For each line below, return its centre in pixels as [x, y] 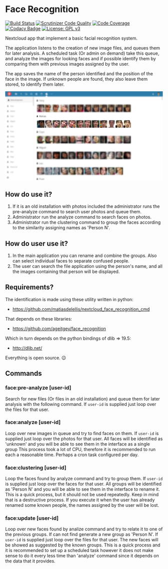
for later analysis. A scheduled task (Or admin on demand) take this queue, [82, 53]
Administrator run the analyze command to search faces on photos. [82, 217]
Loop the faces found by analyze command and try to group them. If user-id [84, 479]
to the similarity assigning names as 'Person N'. [61, 228]
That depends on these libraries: [39, 319]
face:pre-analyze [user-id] [38, 388]
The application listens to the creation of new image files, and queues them [83, 48]
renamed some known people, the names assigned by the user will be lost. [82, 505]
